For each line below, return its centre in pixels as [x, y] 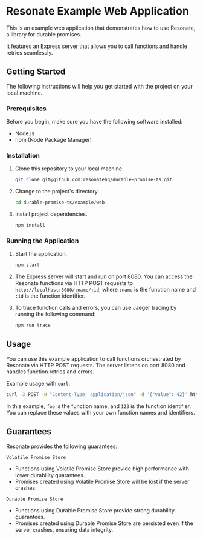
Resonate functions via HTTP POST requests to [74, 283]
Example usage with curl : [38, 383]
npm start [27, 265]
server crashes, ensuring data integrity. [64, 529]
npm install [30, 226]
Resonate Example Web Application [98, 11]
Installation [23, 155]
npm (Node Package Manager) [53, 140]
